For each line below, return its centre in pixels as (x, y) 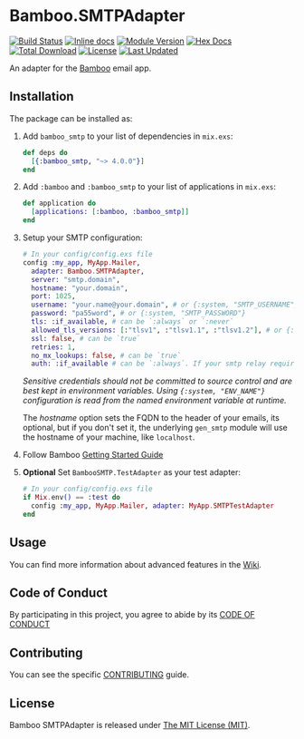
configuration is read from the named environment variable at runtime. (154, 401)
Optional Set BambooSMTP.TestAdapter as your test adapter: (132, 472)
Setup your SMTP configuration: (82, 238)
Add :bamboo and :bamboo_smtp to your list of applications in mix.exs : (149, 187)
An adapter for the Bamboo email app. (81, 68)
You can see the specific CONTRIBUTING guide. (100, 675)
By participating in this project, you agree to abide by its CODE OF (132, 615)
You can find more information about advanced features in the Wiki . (136, 564)
